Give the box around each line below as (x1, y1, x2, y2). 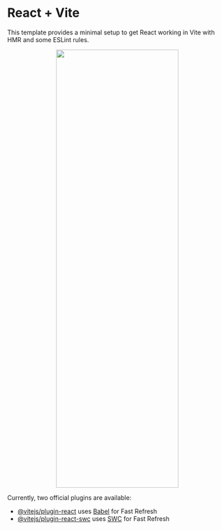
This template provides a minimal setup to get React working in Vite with (7, 28, 215, 36)
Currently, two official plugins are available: (7, 493, 132, 502)
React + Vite (7, 5, 80, 21)
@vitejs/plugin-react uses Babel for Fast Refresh (17, 507, 158, 515)
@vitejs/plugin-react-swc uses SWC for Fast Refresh (17, 514, 170, 523)
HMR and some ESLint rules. (7, 35, 89, 43)
